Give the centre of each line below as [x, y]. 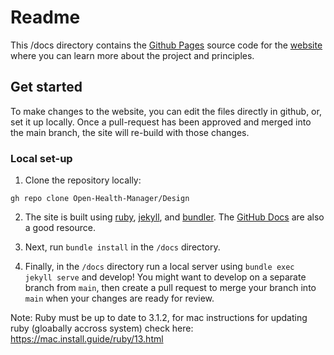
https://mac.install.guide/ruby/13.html [87, 339]
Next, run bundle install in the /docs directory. [122, 247]
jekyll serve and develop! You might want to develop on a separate [165, 277]
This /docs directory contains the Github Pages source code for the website [166, 45]
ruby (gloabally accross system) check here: [102, 328]
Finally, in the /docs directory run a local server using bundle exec [159, 267]
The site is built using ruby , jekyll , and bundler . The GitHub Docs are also [174, 217]
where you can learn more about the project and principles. [132, 55]
